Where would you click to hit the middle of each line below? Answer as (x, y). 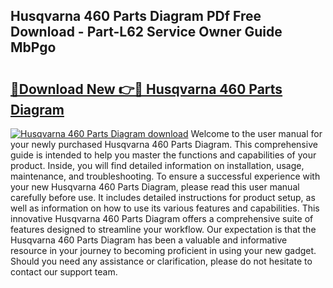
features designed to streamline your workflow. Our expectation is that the (163, 229)
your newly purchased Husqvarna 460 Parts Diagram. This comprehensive (164, 144)
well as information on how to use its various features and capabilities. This (165, 208)
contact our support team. (64, 272)
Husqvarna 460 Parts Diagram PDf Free (136, 16)
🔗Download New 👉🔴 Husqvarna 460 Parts (146, 89)
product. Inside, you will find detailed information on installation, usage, (157, 165)
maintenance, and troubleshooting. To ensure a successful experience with (165, 176)
